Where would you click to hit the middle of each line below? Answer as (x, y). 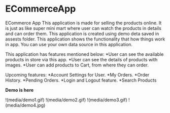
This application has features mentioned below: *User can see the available (84, 54)
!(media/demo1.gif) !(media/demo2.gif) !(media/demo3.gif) (66, 100)
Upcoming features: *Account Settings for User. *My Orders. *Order (77, 74)
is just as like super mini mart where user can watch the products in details (83, 28)
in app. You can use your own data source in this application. (69, 44)
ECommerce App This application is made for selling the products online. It (83, 23)
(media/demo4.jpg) (25, 105)
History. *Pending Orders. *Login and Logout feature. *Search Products (81, 80)
